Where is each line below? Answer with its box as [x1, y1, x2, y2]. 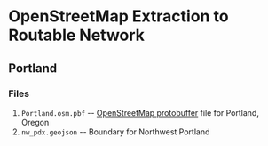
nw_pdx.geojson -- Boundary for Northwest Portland [20, 126, 210, 137]
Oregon [20, 117, 50, 127]
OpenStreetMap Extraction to [8, 6, 229, 27]
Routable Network [8, 25, 146, 45]
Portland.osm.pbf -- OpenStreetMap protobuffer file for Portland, [20, 107, 259, 118]
